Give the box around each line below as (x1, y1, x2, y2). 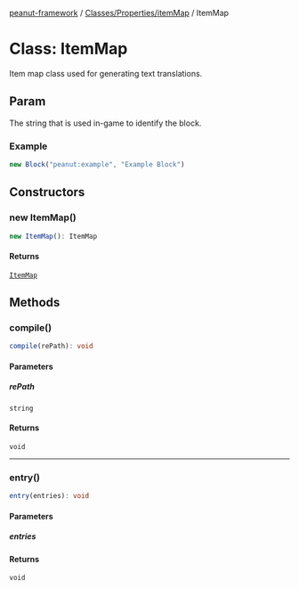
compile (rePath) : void (9, 342, 93, 351)
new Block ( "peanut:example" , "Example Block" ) (9, 160, 185, 169)
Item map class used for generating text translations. (9, 68, 203, 78)
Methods (9, 295, 61, 310)
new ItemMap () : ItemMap (9, 232, 98, 241)
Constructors (9, 184, 85, 200)
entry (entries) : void (9, 492, 90, 501)
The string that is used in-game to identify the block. (9, 118, 202, 128)
